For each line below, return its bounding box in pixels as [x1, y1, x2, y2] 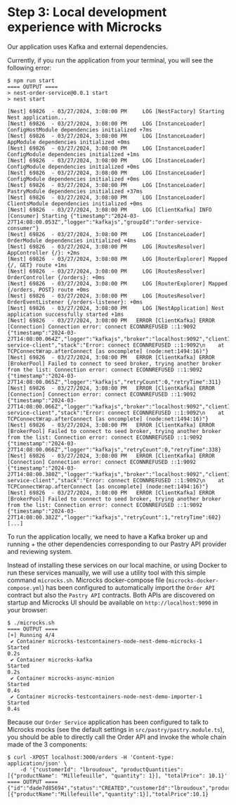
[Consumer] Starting [7, 212, 68, 219]
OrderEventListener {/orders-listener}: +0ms [7, 298, 143, 306]
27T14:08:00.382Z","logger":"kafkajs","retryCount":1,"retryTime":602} [7, 514, 221, 521]
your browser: [7, 605, 48, 614]
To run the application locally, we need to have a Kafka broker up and [7, 532, 208, 541]
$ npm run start [7, 77, 55, 84]
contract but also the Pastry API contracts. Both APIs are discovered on [7, 591, 216, 599]
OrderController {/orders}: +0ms [7, 273, 105, 281]
